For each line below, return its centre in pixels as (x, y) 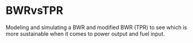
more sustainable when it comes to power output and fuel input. (85, 33)
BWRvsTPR (34, 11)
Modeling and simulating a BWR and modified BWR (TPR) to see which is (97, 27)
